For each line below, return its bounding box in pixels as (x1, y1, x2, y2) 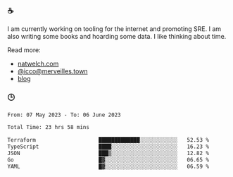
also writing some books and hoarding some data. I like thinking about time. (7, 32, 227, 41)
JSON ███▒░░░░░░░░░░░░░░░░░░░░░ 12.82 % (7, 150, 210, 157)
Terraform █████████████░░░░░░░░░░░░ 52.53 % (7, 137, 210, 144)
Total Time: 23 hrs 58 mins (7, 124, 90, 131)
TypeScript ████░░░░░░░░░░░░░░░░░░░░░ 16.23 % (7, 143, 210, 150)
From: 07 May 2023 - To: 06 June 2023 (7, 111, 121, 118)
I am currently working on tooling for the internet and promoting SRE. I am (7, 25, 222, 33)
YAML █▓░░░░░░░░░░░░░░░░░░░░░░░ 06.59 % (7, 163, 210, 170)
